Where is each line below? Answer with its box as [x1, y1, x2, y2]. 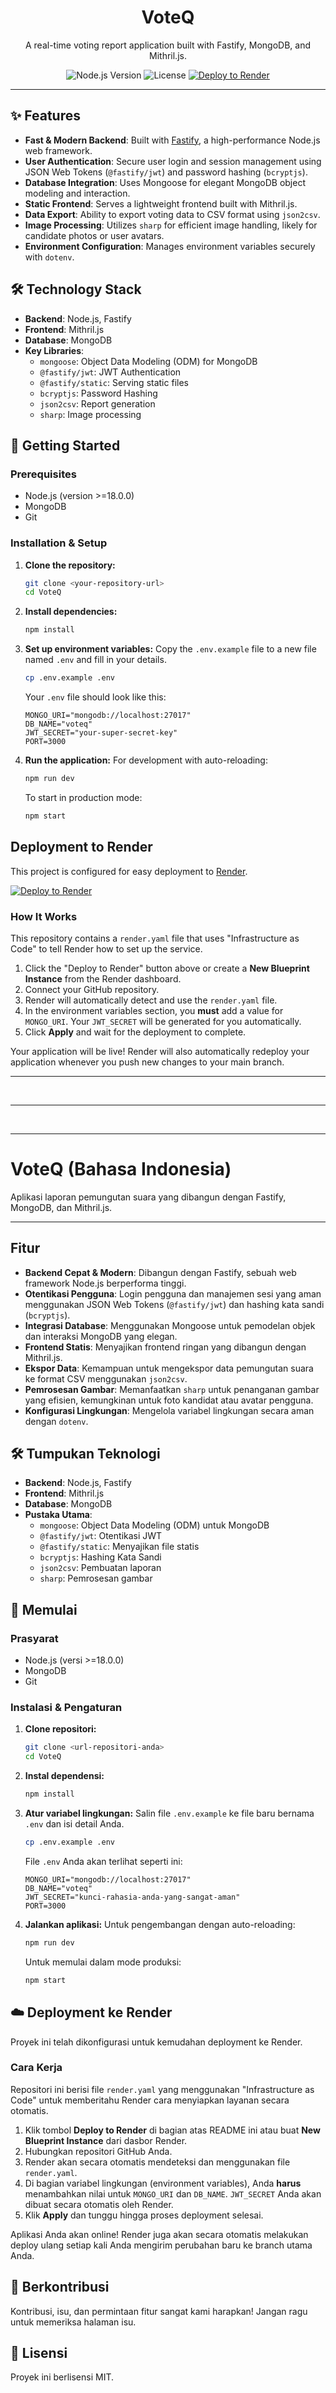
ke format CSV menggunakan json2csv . [24, 1372, 188, 1385]
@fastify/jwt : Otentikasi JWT [39, 1530, 163, 1542]
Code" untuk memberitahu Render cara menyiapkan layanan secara [10, 2094, 290, 2106]
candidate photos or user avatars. [24, 229, 165, 241]
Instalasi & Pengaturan [10, 1701, 123, 1715]
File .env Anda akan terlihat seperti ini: [24, 1855, 183, 1867]
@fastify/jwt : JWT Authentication [39, 366, 182, 378]
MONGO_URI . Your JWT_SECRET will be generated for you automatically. [24, 1015, 302, 1027]
